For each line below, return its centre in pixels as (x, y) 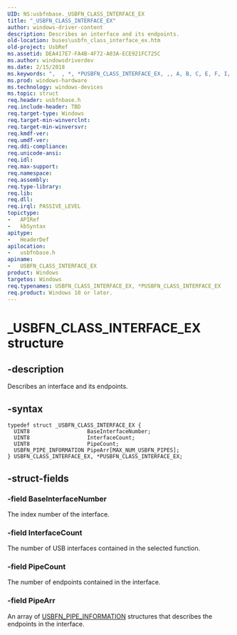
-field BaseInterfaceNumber (57, 499)
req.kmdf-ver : (28, 133)
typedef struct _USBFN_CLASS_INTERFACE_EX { (74, 425)
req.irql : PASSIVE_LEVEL (44, 207)
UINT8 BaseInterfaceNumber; (83, 432)
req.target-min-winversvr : (47, 127)
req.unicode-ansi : (35, 153)
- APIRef (23, 220)
